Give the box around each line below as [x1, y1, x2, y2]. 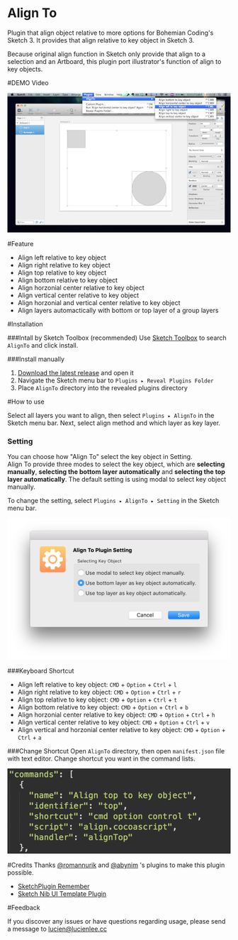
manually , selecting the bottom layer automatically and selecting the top [7, 468, 225, 476]
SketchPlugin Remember [17, 882, 90, 891]
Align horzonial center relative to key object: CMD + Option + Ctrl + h [17, 710, 215, 719]
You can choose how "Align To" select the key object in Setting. [7, 453, 193, 461]
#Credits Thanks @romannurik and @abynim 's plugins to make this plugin [7, 861, 225, 870]
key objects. [7, 65, 43, 73]
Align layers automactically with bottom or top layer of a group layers [17, 306, 219, 314]
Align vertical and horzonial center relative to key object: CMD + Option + [17, 725, 226, 734]
